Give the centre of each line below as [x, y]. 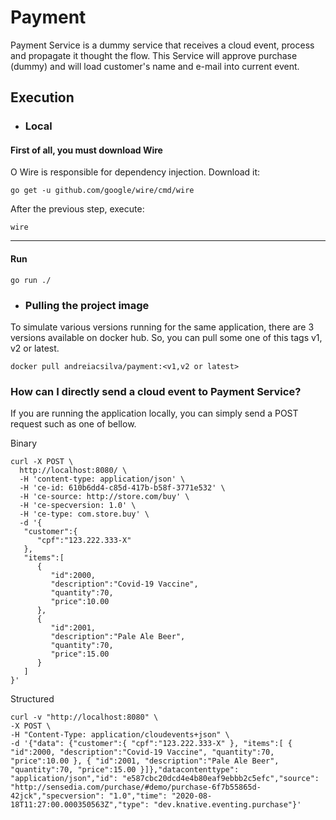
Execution [42, 97]
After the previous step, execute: [77, 209]
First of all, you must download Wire [86, 150]
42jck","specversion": [57, 796]
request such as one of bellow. [73, 424]
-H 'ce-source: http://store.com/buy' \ [104, 497]
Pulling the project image [87, 305]
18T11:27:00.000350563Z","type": [80, 805]
